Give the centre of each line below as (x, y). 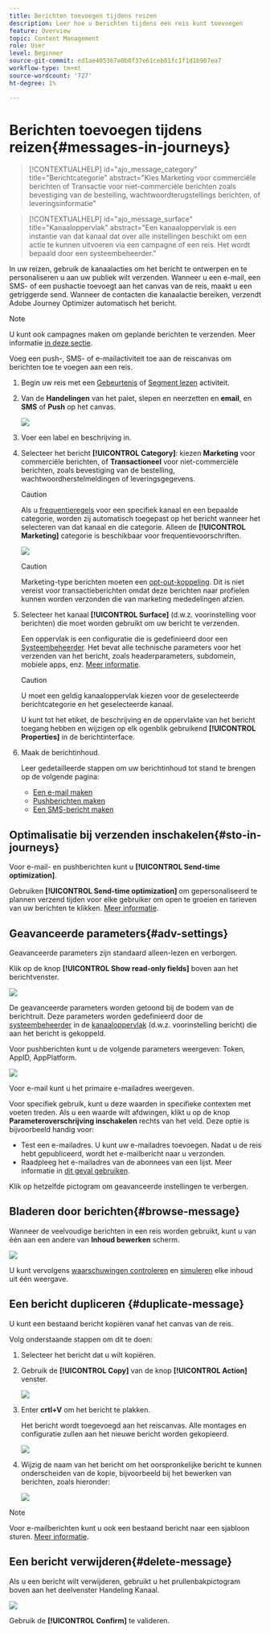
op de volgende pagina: (60, 777)
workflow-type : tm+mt (45, 68)
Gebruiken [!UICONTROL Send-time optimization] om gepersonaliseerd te (133, 891)
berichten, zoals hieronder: (65, 1482)
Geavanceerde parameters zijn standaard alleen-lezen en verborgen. (123, 953)
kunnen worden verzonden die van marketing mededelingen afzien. (133, 599)
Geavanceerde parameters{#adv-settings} (119, 934)
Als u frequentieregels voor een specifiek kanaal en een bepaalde (129, 510)
